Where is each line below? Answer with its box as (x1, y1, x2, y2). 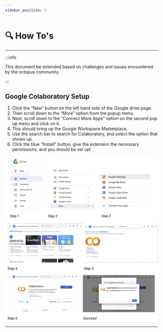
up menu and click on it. (12, 121, 61, 126)
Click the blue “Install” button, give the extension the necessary (12, 141, 139, 147)
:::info (5, 54, 16, 60)
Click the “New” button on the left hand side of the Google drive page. (12, 105, 152, 111)
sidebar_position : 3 (5, 8, 47, 13)
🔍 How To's (5, 30, 54, 41)
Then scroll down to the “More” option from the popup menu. (12, 110, 134, 116)
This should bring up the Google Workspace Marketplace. (12, 126, 128, 132)
